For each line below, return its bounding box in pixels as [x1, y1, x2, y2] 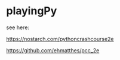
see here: [6, 24, 30, 31]
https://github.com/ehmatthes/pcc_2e [6, 46, 100, 54]
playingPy [6, 4, 57, 18]
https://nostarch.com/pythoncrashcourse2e [6, 35, 115, 42]
